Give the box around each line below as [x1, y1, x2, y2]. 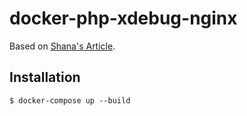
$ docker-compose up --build [9, 95, 131, 106]
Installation [9, 69, 81, 86]
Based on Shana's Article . [9, 40, 116, 52]
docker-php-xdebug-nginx [9, 7, 238, 30]
